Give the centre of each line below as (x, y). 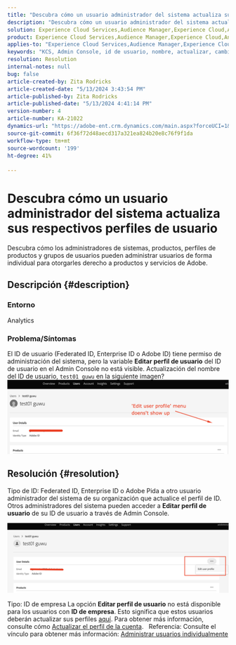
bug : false (23, 74)
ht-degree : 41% (29, 156)
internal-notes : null (39, 67)
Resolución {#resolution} (64, 474)
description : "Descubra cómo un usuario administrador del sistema (108, 22)
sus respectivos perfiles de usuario (112, 229)
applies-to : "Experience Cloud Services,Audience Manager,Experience (111, 45)
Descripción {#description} (68, 285)
